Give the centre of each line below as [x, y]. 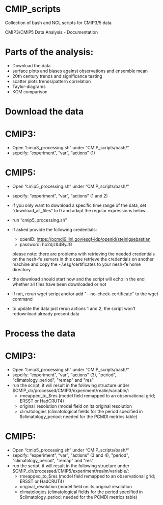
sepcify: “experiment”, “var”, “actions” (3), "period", [64, 375]
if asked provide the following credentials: [54, 229]
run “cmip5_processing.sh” [40, 220]
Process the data [40, 334]
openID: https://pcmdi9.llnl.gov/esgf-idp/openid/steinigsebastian [85, 239]
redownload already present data [46, 313]
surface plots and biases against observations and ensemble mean [80, 71]
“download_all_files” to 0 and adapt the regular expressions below [79, 210]
